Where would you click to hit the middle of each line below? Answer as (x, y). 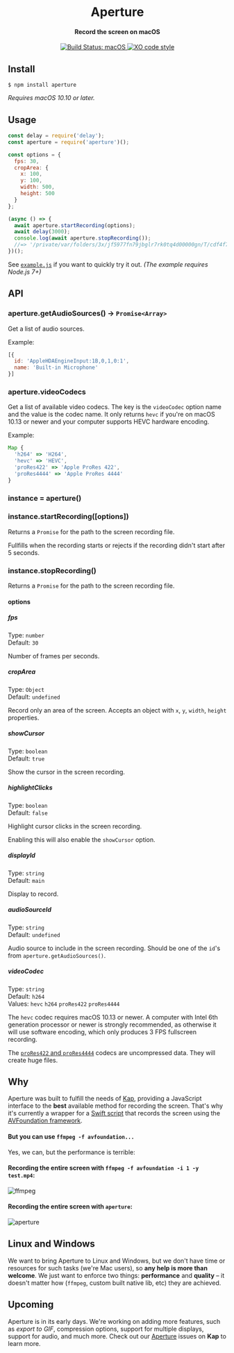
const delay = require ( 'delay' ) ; (56, 136)
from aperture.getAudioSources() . (57, 955)
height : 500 (37, 194)
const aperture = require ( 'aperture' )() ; (69, 142)
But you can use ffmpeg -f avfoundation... (71, 1136)
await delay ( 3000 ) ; (42, 232)
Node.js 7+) (25, 272)
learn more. (24, 1343)
